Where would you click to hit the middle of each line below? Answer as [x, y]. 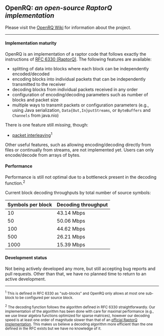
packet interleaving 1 [32, 135]
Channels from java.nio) [35, 115]
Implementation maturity [31, 43]
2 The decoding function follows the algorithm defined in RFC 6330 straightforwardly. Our [80, 307]
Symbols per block [30, 205]
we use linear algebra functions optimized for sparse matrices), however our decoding [77, 315]
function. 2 [15, 183]
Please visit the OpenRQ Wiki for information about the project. [68, 27]
